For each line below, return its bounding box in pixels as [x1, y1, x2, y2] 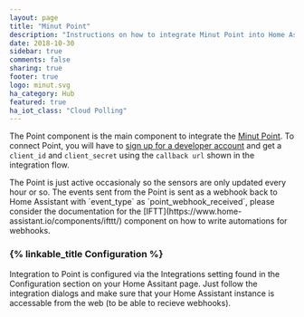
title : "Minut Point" [9, 22, 91, 31]
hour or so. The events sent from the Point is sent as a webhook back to [9, 187, 278, 197]
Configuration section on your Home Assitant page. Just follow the [9, 278, 258, 289]
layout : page [9, 13, 59, 23]
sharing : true [9, 64, 63, 73]
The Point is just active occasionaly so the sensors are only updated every [9, 178, 287, 188]
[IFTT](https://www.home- [143, 206, 242, 217]
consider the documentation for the [9, 206, 142, 217]
